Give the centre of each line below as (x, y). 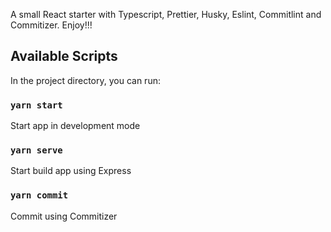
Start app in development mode (75, 126)
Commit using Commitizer (64, 216)
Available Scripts (64, 56)
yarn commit (39, 195)
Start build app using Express (71, 171)
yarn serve (36, 150)
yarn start (36, 105)
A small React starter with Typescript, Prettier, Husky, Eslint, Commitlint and (166, 14)
